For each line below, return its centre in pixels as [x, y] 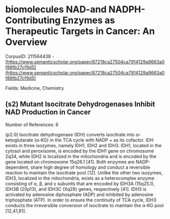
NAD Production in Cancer [48, 112]
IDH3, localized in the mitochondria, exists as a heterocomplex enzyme [80, 178]
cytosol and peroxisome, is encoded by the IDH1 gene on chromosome [80, 151]
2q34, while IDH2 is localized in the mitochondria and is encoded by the [81, 156]
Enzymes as [89, 20]
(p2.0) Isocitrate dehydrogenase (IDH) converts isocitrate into [70, 134]
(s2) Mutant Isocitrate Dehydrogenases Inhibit [80, 104]
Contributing [33, 20]
